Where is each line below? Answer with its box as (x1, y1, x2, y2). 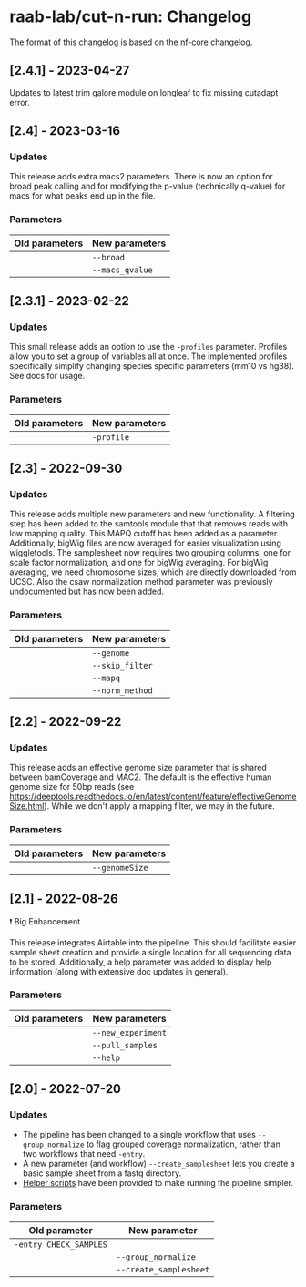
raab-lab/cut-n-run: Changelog (9, 6, 252, 27)
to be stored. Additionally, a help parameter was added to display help (9, 956, 272, 967)
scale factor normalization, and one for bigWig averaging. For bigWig (9, 557, 269, 568)
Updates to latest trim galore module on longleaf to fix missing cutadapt (9, 87, 279, 97)
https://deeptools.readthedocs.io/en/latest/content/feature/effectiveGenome (9, 791, 297, 802)
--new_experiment (92, 1027, 167, 1037)
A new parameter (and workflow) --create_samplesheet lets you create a (22, 1159, 295, 1170)
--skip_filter (92, 660, 153, 670)
